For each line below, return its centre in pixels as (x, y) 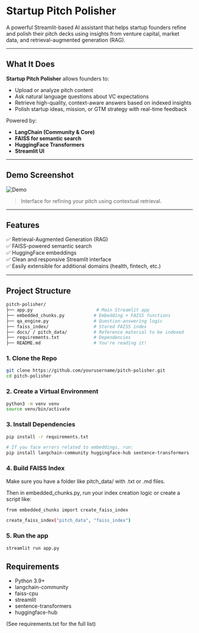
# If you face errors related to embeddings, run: (70, 447)
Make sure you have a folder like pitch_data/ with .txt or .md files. (86, 481)
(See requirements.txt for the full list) (51, 624)
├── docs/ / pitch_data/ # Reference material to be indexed (95, 332)
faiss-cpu (26, 594)
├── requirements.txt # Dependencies (69, 338)
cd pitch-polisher (29, 376)
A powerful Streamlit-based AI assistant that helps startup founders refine (96, 27)
